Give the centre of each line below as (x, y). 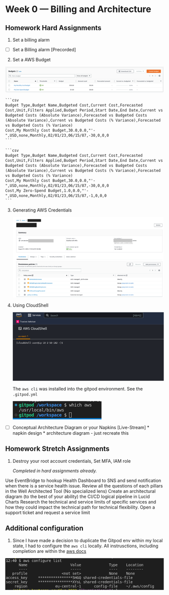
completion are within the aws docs (49, 551)
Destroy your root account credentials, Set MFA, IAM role (71, 461)
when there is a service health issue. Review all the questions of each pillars (84, 485)
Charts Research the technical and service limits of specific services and (81, 502)
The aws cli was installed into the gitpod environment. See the (78, 388)
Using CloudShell (30, 305)
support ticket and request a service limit (48, 512)
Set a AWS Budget (32, 60)
